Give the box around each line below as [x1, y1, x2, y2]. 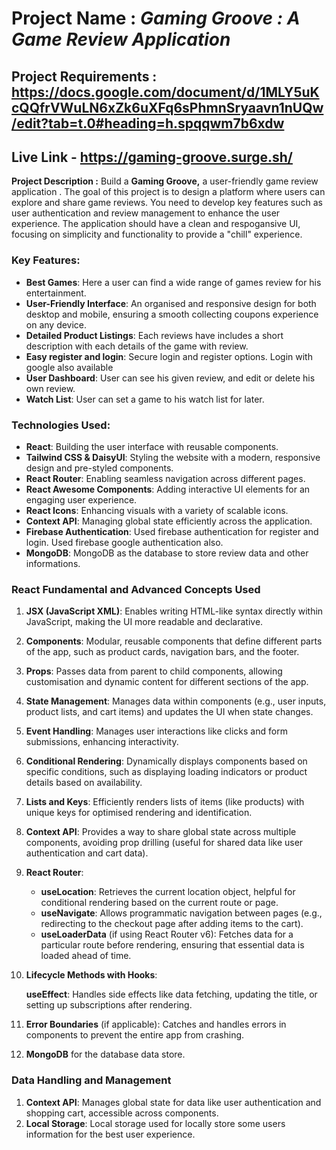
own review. [25, 382, 76, 394]
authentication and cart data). [25, 847, 149, 859]
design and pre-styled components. [25, 462, 174, 474]
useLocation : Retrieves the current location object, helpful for [40, 886, 296, 898]
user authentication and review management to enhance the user [11, 207, 281, 219]
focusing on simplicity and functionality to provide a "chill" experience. [11, 228, 303, 241]
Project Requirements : [11, 68, 158, 85]
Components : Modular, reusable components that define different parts [25, 635, 323, 647]
